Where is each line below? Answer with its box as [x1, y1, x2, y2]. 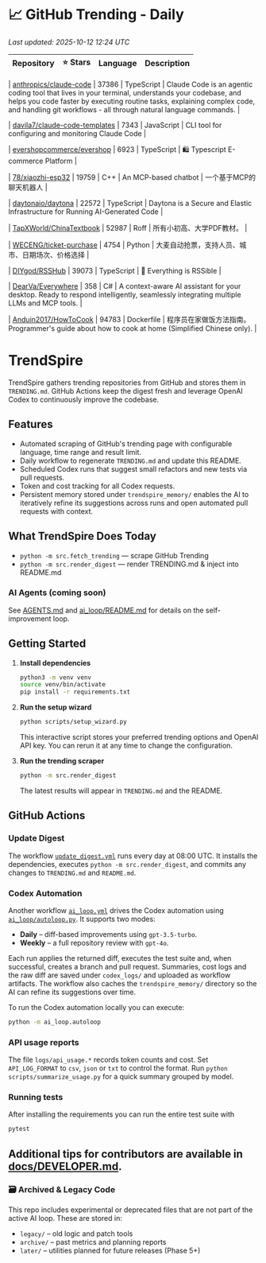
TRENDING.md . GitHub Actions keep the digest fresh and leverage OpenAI [8, 386, 244, 395]
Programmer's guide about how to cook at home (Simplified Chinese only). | [8, 323, 257, 333]
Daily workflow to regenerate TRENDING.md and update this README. [19, 456, 242, 465]
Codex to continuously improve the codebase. [8, 394, 160, 404]
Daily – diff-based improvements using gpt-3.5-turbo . [19, 929, 198, 939]
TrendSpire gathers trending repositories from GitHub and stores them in [8, 378, 246, 387]
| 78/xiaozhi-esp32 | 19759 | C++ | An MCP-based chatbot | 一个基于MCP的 [8, 172, 256, 182]
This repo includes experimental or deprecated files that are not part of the [8, 1205, 253, 1214]
